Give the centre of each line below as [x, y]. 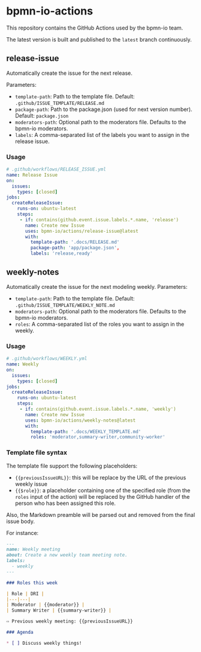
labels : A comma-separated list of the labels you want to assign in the [102, 135]
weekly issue [31, 484]
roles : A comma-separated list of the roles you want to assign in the [100, 324]
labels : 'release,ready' [62, 254]
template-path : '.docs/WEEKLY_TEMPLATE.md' [86, 432]
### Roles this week [32, 583]
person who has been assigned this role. [65, 503]
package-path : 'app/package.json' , [75, 248]
